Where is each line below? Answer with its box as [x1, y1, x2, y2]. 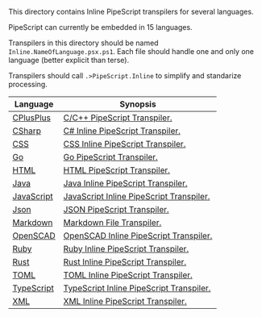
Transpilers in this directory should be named [8, 38, 159, 48]
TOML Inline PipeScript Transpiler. [63, 269, 193, 281]
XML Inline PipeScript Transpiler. [63, 296, 187, 307]
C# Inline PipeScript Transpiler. [63, 125, 181, 136]
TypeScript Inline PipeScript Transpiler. [63, 282, 211, 294]
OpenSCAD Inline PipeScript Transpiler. [63, 230, 213, 241]
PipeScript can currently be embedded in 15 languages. [8, 23, 193, 31]
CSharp [12, 125, 42, 136]
